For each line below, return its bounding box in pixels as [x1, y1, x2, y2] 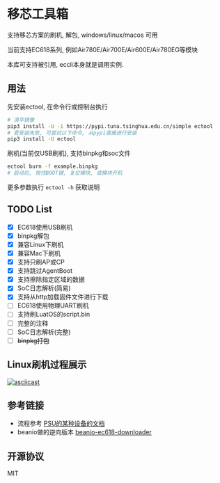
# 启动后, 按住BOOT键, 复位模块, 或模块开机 [7, 170, 123, 177]
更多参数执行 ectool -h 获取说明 [7, 183, 100, 191]
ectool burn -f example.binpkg [7, 163, 98, 171]
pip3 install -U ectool [7, 136, 77, 143]
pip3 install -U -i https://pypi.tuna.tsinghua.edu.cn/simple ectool [7, 122, 214, 129]
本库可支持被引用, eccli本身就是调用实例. [7, 60, 124, 68]
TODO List [7, 203, 52, 216]
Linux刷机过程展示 [7, 359, 87, 371]
